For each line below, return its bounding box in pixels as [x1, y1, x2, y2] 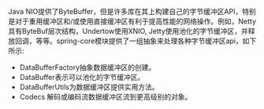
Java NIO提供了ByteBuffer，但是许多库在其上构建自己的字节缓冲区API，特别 [8, 7, 256, 16]
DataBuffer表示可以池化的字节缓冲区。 [19, 73, 145, 82]
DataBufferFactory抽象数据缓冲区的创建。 [19, 63, 156, 72]
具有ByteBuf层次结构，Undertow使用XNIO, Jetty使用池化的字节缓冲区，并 [8, 27, 248, 35]
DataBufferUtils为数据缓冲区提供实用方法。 [19, 82, 159, 92]
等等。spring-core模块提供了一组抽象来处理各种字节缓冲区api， [35, 36, 243, 45]
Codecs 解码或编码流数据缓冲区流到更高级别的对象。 [19, 93, 192, 101]
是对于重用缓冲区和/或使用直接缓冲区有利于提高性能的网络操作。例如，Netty [8, 16, 257, 26]
